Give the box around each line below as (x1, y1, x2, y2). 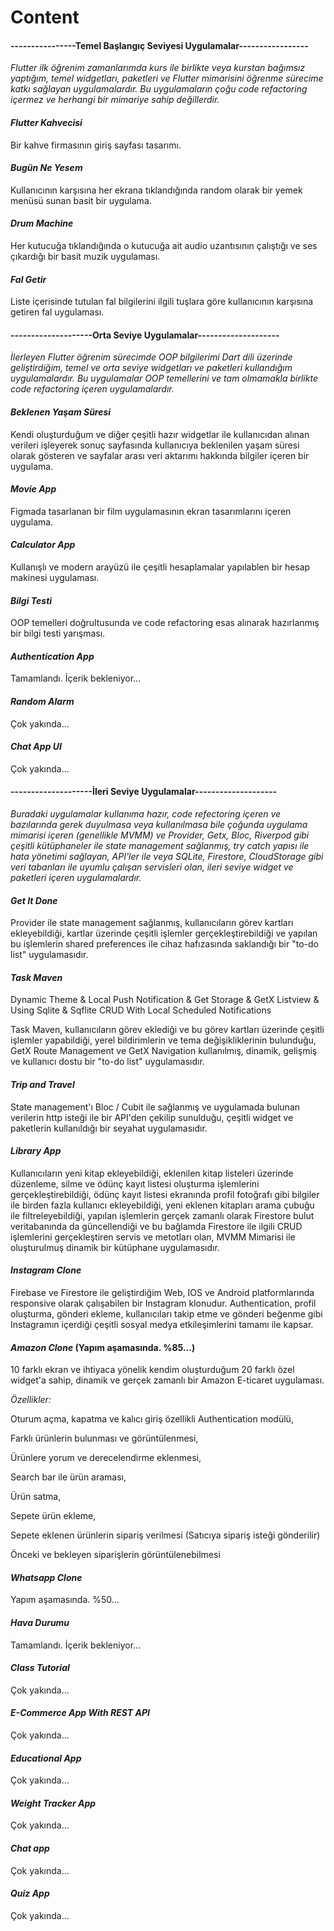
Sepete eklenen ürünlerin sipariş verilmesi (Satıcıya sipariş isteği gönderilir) (10, 1529, 321, 1541)
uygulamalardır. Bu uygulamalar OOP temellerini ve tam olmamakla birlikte (10, 372, 318, 385)
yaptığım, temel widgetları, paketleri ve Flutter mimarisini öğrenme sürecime (10, 72, 324, 85)
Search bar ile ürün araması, (10, 1471, 127, 1483)
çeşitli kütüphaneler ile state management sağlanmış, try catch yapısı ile (10, 840, 310, 852)
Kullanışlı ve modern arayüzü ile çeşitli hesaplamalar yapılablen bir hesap (10, 561, 311, 573)
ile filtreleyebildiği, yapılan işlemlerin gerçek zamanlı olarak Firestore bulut (10, 1209, 315, 1221)
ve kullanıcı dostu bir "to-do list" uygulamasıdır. (10, 1056, 205, 1068)
